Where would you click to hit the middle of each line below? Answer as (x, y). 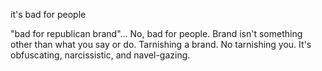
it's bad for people (48, 14)
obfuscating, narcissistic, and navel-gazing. (100, 55)
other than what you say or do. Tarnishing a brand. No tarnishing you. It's (161, 44)
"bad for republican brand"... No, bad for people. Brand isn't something (156, 33)
